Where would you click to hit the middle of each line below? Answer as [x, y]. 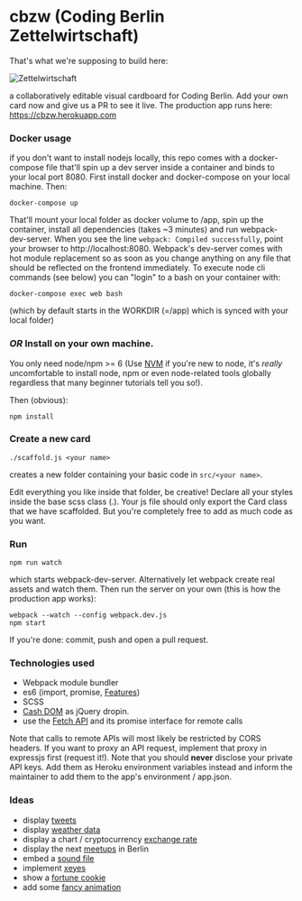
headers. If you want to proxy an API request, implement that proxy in [138, 748]
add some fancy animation [72, 887]
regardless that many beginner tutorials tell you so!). [106, 382]
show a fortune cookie [64, 878]
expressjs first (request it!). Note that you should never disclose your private [151, 758]
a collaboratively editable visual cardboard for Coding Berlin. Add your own [149, 96]
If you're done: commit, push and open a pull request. [109, 640]
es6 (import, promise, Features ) [81, 693]
